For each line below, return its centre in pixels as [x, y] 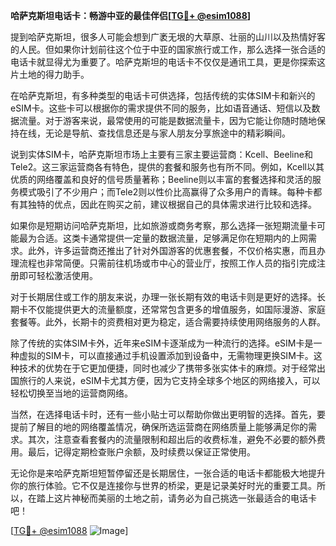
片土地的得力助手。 [50, 74]
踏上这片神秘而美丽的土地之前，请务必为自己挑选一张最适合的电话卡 [176, 498]
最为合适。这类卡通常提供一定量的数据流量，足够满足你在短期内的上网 [163, 238]
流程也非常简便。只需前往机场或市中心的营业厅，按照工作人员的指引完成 [167, 263]
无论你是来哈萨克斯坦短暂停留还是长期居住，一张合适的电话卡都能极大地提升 [168, 473]
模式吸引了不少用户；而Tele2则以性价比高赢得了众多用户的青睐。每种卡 [166, 192]
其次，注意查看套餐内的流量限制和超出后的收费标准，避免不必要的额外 [172, 439]
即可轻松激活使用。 [58, 275]
